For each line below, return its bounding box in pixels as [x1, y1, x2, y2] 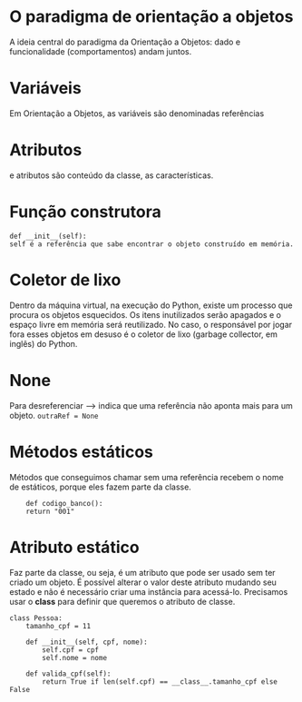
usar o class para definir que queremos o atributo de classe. [9, 596, 236, 607]
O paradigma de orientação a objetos [9, 6, 294, 27]
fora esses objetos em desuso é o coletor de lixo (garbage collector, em [9, 329, 278, 340]
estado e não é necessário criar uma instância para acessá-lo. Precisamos [9, 586, 288, 597]
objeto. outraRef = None [9, 410, 99, 420]
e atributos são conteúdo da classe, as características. [9, 170, 214, 181]
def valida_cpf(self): [25, 669, 112, 678]
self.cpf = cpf [42, 645, 100, 655]
